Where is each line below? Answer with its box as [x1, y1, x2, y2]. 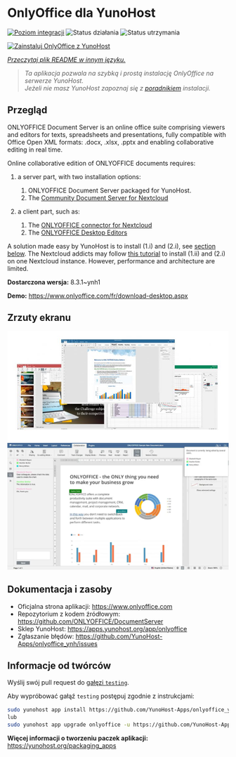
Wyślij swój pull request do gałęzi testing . [7, 678, 130, 687]
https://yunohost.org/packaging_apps [7, 742, 117, 750]
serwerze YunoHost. [24, 76, 84, 85]
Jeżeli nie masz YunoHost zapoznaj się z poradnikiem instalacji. [24, 84, 211, 92]
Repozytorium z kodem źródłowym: [17, 610, 121, 618]
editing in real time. [7, 145, 63, 154]
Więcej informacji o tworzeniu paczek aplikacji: [7, 734, 149, 742]
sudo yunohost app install [7, 706, 86, 713]
